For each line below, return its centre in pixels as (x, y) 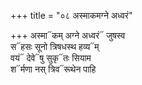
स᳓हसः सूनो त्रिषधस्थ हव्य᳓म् (55, 46)
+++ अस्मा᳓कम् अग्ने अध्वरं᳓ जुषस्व (68, 35)
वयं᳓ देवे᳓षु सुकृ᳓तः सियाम (51, 58)
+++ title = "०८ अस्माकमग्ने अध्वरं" (71, 15)
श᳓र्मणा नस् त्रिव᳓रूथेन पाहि (53, 69)
